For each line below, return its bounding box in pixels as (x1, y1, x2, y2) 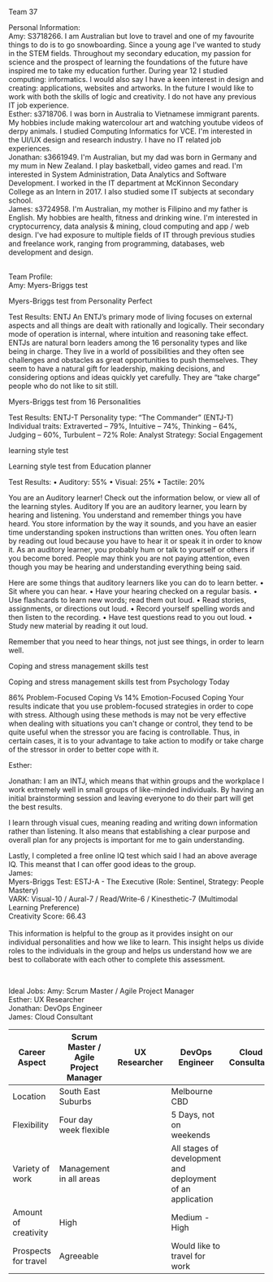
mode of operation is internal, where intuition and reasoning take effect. (8, 329, 249, 338)
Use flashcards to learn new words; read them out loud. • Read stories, (8, 595, 246, 604)
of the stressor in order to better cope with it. (8, 744, 159, 754)
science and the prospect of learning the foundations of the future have (8, 57, 249, 67)
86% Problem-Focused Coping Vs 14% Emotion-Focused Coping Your (8, 693, 245, 702)
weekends (171, 1130, 211, 1140)
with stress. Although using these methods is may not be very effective (8, 710, 246, 719)
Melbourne (171, 1086, 213, 1097)
